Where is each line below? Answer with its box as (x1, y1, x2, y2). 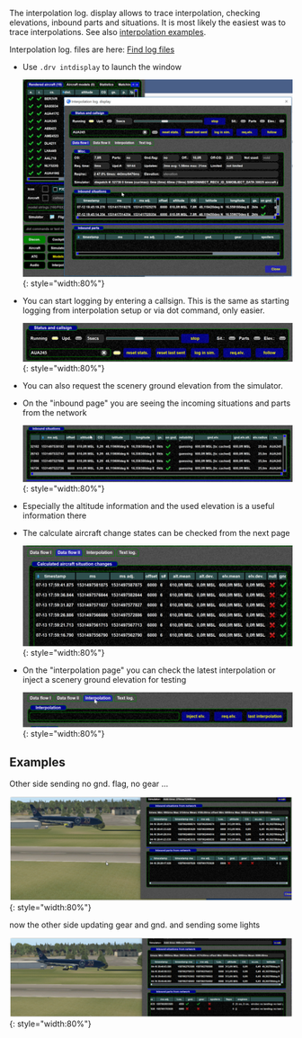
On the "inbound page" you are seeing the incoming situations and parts (22, 398, 291, 408)
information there (22, 510, 87, 521)
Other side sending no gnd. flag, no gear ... (9, 778, 169, 790)
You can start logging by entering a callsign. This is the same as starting (22, 296, 289, 307)
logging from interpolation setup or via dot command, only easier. (22, 305, 265, 316)
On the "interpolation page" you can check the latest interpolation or (22, 665, 276, 676)
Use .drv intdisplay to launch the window (22, 62, 182, 72)
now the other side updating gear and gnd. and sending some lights (9, 919, 261, 930)
